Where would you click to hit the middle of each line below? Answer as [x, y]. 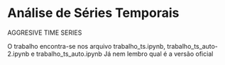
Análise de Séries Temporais [93, 13]
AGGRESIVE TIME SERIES [45, 32]
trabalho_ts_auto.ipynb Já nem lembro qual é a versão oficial [125, 54]
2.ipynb [18, 54]
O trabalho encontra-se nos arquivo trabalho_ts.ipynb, [86, 46]
